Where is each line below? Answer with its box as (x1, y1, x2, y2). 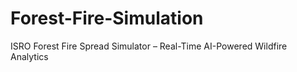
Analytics (10, 50, 49, 62)
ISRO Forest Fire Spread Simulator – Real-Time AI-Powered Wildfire (10, 40, 288, 52)
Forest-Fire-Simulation (10, 7, 204, 30)
